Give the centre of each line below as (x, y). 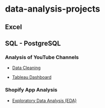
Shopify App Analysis (31, 90)
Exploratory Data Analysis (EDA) (44, 100)
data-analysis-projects (53, 9)
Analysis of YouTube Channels (42, 57)
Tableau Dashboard (32, 77)
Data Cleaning (26, 68)
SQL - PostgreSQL (33, 43)
